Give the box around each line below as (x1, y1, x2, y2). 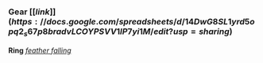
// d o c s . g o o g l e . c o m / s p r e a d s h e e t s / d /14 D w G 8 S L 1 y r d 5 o (40, 16, 255, 27)
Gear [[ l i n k (8, 6, 50, 17)
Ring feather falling (8, 46, 72, 55)
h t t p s (11, 16, 33, 27)
